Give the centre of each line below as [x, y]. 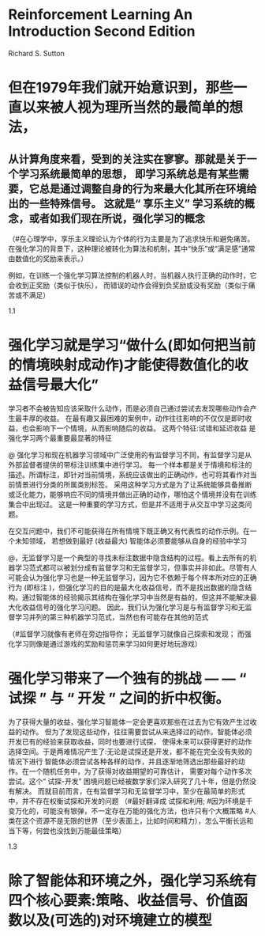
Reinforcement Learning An [101, 15]
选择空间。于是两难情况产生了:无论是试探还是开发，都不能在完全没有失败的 [130, 751]
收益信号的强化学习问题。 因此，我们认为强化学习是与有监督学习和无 [133, 607]
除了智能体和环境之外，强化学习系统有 [133, 881]
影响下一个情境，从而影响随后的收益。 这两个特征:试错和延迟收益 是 [146, 428]
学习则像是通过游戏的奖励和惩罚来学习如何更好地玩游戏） [108, 643]
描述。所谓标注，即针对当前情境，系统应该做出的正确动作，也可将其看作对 [129, 474]
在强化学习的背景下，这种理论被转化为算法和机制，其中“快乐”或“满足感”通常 [132, 248]
